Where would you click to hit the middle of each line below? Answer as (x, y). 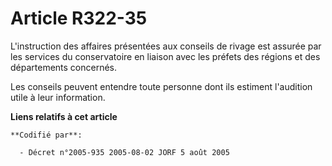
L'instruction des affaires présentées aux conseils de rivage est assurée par (166, 46)
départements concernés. (64, 67)
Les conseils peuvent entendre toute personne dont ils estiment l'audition (161, 86)
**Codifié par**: (46, 135)
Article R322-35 (79, 18)
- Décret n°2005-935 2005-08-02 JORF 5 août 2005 (124, 152)
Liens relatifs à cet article (64, 116)
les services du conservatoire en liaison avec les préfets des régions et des (165, 56)
